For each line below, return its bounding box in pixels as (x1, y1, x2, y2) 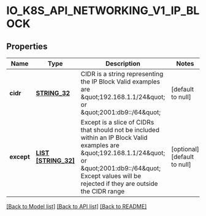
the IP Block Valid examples (80, 77, 161, 86)
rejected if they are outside (80, 179, 158, 188)
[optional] (170, 145, 199, 153)
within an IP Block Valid (80, 133, 148, 142)
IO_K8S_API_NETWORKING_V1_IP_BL (6, 4, 200, 18)
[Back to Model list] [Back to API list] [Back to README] (6, 203, 147, 210)
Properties (6, 41, 48, 52)
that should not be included (80, 126, 159, 134)
